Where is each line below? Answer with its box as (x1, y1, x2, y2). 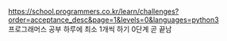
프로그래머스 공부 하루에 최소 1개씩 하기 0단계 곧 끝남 (8, 24, 172, 34)
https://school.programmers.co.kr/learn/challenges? (8, 7, 179, 16)
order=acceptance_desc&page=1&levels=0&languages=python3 (8, 15, 220, 24)
